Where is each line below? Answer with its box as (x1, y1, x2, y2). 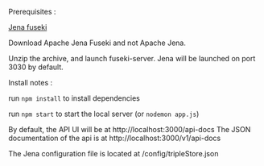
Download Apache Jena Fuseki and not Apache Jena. (8, 38, 187, 48)
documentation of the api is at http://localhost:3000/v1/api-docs (8, 133, 221, 143)
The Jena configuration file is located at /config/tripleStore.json (8, 149, 219, 158)
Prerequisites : (8, 7, 56, 16)
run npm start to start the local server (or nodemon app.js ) (8, 109, 200, 118)
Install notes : (8, 78, 53, 87)
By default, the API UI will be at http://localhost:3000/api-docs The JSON (8, 125, 251, 134)
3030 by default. (8, 62, 64, 72)
